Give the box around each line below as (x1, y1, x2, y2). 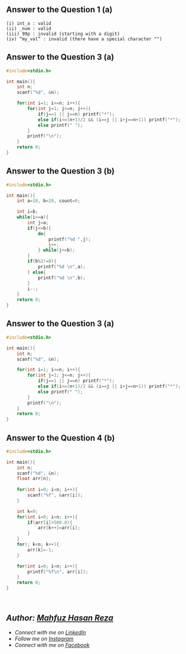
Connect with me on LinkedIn (14, 629, 86, 636)
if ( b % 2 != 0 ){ (27, 258, 57, 264)
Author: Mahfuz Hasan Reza (6, 613, 113, 623)
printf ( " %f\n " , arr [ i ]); (27, 569, 89, 575)
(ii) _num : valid (6, 25, 51, 31)
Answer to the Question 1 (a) (6, 5, 113, 15)
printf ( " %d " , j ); (48, 236, 92, 242)
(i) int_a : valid (6, 20, 51, 26)
